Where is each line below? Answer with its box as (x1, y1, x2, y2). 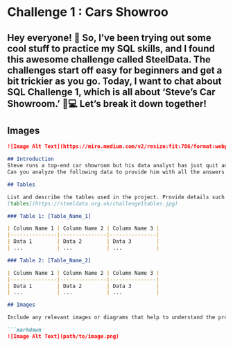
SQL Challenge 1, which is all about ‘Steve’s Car (7, 86, 216, 98)
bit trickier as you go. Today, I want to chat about (7, 75, 222, 87)
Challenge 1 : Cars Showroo (7, 4, 169, 20)
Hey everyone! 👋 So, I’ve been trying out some (7, 32, 212, 44)
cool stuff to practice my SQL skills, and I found (7, 42, 215, 54)
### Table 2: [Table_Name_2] (7, 257, 92, 264)
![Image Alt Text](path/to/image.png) (7, 332, 119, 340)
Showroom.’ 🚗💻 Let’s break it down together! (7, 98, 207, 110)
